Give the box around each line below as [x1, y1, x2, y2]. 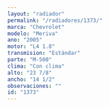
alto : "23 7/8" [7, 69, 52, 76]
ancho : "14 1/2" [7, 75, 55, 83]
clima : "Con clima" [7, 63, 65, 70]
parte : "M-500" [7, 56, 52, 63]
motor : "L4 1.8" [7, 43, 55, 50]
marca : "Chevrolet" [7, 23, 65, 30]
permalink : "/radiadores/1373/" [7, 17, 103, 24]
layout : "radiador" [7, 10, 65, 18]
